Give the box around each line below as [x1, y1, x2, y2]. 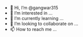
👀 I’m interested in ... [10, 10, 53, 16]
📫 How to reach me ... [10, 26, 57, 32]
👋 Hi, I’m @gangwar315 [10, 5, 59, 10]
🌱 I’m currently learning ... [10, 15, 64, 21]
